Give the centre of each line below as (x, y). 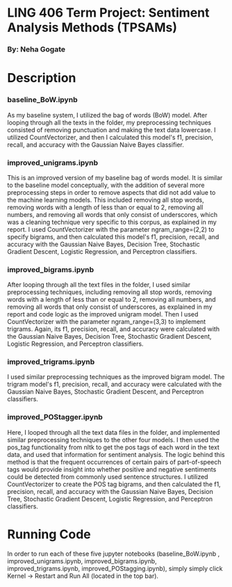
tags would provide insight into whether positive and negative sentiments (112, 469)
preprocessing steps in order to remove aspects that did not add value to (111, 192)
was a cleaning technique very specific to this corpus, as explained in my (112, 222)
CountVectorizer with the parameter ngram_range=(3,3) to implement (107, 322)
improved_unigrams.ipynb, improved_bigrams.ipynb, (82, 561)
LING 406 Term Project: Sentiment (108, 13)
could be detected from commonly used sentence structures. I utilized (108, 476)
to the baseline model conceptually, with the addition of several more (106, 185)
